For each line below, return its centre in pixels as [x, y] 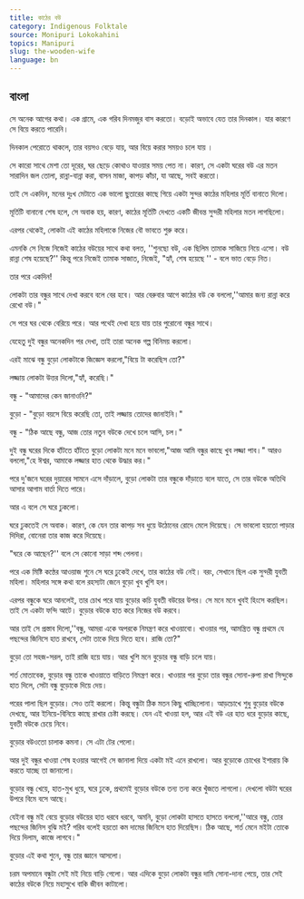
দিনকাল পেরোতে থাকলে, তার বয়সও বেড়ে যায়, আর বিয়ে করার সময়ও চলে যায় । [111, 147]
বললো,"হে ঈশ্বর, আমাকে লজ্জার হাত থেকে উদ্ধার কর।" [80, 460]
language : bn [34, 60]
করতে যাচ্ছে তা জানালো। [42, 770]
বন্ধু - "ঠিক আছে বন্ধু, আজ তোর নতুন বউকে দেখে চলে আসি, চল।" [96, 431]
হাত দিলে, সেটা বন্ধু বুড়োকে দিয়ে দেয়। [59, 685]
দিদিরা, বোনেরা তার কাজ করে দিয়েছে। [59, 535]
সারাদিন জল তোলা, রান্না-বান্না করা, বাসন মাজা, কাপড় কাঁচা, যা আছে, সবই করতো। [115, 175]
